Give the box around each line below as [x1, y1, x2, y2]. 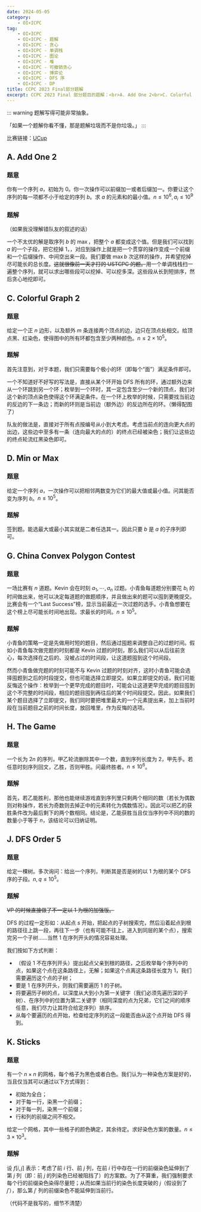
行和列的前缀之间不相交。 [15, 1113, 79, 1120]
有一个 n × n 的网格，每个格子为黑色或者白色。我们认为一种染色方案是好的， [7, 1070, 194, 1077]
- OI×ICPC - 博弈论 [17, 70, 63, 76]
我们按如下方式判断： [7, 947, 59, 954]
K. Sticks [7, 1037, 41, 1047]
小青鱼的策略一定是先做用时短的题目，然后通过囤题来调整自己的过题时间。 [7, 639, 190, 646]
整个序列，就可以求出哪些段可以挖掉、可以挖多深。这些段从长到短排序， [11, 268, 190, 275]
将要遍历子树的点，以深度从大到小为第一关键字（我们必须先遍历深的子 [15, 990, 188, 997]
